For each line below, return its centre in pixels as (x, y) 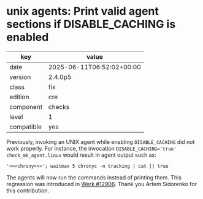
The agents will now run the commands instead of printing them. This (94, 177)
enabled (28, 37)
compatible (25, 127)
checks (59, 107)
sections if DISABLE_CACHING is (91, 24)
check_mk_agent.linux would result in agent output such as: (81, 155)
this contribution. (28, 190)
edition (19, 97)
